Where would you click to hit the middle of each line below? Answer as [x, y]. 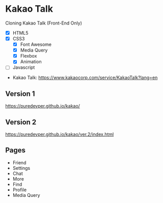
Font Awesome [36, 44]
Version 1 [20, 94]
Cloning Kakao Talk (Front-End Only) [44, 23]
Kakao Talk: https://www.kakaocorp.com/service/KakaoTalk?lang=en [85, 78]
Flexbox [29, 56]
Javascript [24, 67]
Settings [21, 168]
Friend [19, 162]
